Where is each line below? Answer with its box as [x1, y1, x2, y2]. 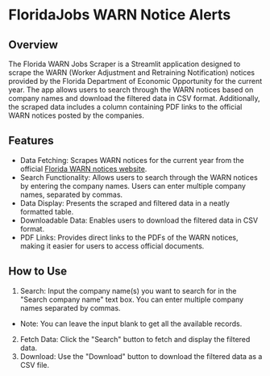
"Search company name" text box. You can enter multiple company [19, 295, 244, 304]
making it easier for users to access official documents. [19, 240, 205, 251]
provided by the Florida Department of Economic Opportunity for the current [8, 77, 263, 86]
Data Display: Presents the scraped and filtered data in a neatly [19, 198, 230, 207]
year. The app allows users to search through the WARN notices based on [8, 85, 254, 94]
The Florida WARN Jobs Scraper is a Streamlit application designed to [8, 59, 241, 69]
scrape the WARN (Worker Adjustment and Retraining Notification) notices [8, 68, 255, 77]
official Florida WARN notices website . [19, 164, 147, 173]
